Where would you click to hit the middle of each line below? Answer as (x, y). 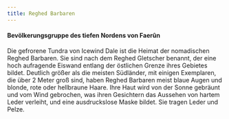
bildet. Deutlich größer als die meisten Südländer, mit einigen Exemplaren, (112, 72)
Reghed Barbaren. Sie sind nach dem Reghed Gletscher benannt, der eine (112, 58)
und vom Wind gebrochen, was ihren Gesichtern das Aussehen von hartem (113, 94)
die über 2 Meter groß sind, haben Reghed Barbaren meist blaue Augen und (115, 80)
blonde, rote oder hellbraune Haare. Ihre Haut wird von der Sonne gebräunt (113, 87)
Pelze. (16, 109)
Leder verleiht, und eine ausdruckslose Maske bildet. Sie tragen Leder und (113, 102)
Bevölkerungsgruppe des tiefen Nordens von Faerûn (84, 36)
